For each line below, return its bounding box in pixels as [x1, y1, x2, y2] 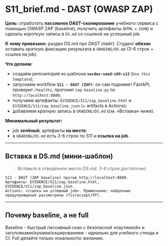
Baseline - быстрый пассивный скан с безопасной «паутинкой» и [5, 224, 145, 230]
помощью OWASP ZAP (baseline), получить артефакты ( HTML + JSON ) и [5, 25, 153, 31]
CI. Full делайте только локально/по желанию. [5, 235, 104, 241]
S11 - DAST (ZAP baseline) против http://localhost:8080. [5, 175, 128, 180]
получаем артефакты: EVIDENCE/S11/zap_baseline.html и [12, 97, 131, 103]
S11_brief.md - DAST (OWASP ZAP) [5, 4, 153, 15]
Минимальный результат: [5, 117, 62, 124]
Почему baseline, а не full [5, 211, 89, 219]
